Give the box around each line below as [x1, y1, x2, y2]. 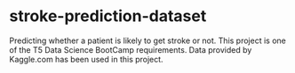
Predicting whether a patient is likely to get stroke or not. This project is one [9, 35, 286, 46]
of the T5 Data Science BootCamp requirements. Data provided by [9, 44, 252, 55]
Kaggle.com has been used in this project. [9, 54, 163, 64]
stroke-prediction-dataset [9, 6, 207, 26]
